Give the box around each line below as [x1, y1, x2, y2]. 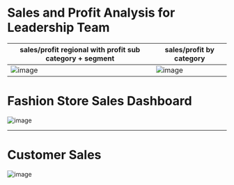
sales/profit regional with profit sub [19, 45, 141, 54]
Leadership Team [7, 19, 110, 35]
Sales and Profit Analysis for [7, 5, 175, 21]
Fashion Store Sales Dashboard [7, 93, 193, 109]
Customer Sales [7, 147, 102, 163]
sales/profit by [164, 45, 214, 54]
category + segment [45, 54, 115, 63]
